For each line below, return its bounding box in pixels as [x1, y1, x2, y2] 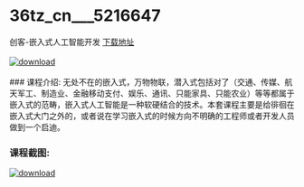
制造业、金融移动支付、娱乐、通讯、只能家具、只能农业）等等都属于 [40, 88, 295, 98]
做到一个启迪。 [9, 121, 65, 132]
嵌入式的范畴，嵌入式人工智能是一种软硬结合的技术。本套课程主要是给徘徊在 [9, 98, 295, 109]
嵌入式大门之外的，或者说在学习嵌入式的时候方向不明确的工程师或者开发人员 [9, 110, 295, 121]
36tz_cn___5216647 [9, 5, 161, 26]
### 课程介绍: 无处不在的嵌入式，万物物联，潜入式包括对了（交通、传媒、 [9, 76, 285, 87]
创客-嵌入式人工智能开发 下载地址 [9, 36, 135, 47]
